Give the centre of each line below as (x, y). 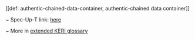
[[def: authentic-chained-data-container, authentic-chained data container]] (98, 8)
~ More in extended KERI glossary (47, 31)
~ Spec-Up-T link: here (33, 19)
